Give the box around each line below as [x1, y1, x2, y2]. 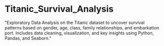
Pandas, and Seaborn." [4, 35, 51, 41]
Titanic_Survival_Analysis [4, 3, 114, 15]
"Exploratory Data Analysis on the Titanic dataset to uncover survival [4, 20, 145, 25]
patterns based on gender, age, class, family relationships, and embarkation [4, 24, 159, 30]
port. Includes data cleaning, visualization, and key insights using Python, [4, 30, 154, 36]
